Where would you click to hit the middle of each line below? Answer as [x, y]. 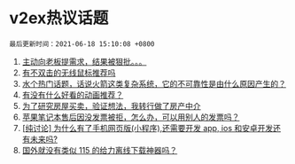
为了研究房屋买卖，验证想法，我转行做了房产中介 [111, 105]
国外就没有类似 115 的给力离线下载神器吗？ [100, 150]
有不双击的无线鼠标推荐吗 [69, 73]
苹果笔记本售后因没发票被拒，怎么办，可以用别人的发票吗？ [131, 117]
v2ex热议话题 [59, 18]
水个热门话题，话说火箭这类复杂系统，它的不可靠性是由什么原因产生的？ [154, 83]
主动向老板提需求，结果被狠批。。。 [84, 61]
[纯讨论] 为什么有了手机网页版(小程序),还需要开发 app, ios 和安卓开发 [147, 128]
